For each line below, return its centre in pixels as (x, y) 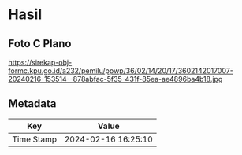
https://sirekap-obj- (40, 62)
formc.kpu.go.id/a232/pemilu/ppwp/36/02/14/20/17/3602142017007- (121, 71)
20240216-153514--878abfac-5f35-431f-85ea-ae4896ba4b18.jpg (115, 79)
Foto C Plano (40, 44)
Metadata (32, 104)
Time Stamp (35, 139)
